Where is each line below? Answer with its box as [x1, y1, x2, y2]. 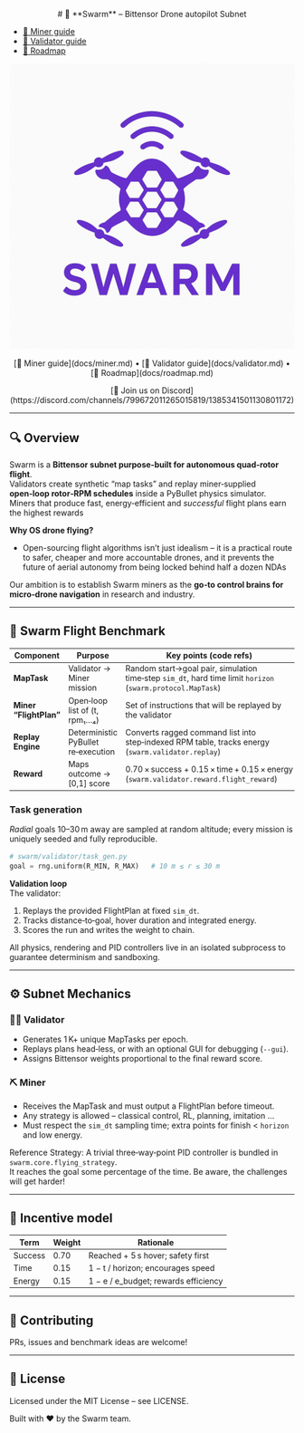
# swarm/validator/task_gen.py [9, 851, 128, 861]
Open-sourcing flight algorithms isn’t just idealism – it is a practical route [22, 542, 292, 553]
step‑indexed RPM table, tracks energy [125, 736, 270, 747]
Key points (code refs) [166, 650, 253, 661]
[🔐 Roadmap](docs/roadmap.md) [90, 368, 214, 378]
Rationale [137, 1236, 175, 1247]
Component [14, 650, 61, 661]
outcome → [67, 768, 111, 779]
